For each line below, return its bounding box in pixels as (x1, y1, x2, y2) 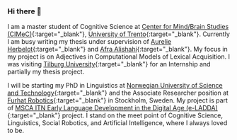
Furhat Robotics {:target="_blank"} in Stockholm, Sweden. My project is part (7, 96, 229, 105)
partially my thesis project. (7, 67, 85, 76)
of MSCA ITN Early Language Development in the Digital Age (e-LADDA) (7, 104, 218, 112)
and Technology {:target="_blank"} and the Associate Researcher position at (7, 88, 229, 98)
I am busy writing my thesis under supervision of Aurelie (7, 37, 172, 46)
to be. (7, 127, 25, 135)
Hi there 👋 (7, 6, 42, 16)
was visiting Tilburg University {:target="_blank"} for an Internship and (7, 60, 211, 69)
